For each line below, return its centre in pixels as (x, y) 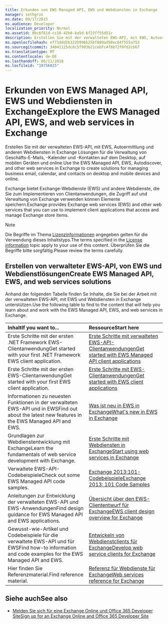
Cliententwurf (105, 505)
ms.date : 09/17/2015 (27, 19)
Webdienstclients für (113, 541)
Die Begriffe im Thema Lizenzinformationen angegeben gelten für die (76, 235)
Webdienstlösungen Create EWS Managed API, (79, 274)
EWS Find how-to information (42, 547)
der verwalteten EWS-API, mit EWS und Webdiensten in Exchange (73, 299)
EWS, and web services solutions (58, 282)
